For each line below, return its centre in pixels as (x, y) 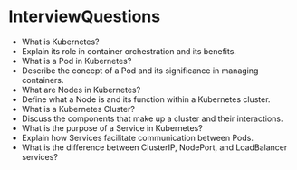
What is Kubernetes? (60, 42)
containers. (43, 80)
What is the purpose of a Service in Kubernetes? (112, 127)
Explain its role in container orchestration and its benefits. (129, 51)
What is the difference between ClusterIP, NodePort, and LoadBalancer (154, 147)
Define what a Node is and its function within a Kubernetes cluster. (146, 99)
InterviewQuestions (84, 17)
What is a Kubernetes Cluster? (78, 109)
